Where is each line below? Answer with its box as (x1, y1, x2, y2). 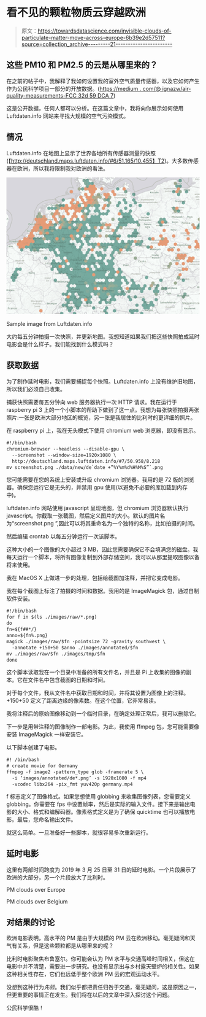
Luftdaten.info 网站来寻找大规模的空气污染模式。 (6, 112, 129, 120)
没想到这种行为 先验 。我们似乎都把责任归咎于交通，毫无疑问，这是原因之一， (6, 983, 200, 991)
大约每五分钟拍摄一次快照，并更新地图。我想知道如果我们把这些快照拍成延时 (6, 333, 200, 340)
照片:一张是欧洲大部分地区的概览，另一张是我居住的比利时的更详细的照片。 (6, 414, 196, 421)
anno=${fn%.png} (6, 632, 48, 638)
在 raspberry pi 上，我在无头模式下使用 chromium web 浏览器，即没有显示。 (6, 427, 199, 434)
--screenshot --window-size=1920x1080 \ (12, 452, 116, 458)
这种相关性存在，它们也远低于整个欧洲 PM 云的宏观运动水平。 (6, 970, 163, 978)
